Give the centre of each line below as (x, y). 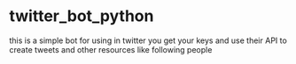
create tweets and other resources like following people (111, 49)
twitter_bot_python (82, 16)
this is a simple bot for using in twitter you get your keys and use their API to (148, 40)
